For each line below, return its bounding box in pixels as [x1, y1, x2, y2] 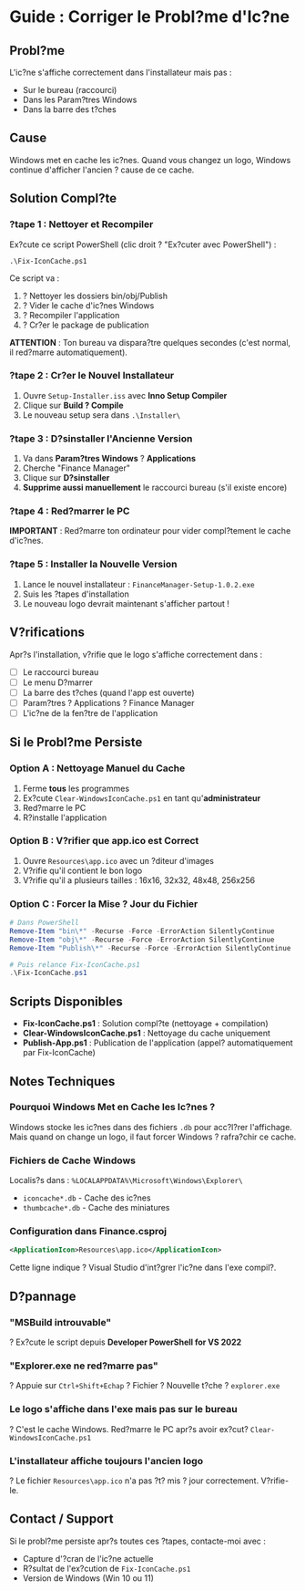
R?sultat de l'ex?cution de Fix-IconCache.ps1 [22, 1563, 191, 1574]
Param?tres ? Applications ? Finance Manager [22, 697, 195, 708]
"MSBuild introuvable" [9, 1315, 112, 1328]
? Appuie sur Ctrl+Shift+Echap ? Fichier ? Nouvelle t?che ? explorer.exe [9, 1380, 280, 1391]
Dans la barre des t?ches [22, 104, 117, 115]
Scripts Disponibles [9, 993, 123, 1009]
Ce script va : [9, 272, 60, 284]
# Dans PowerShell [9, 919, 79, 928]
